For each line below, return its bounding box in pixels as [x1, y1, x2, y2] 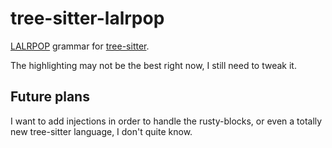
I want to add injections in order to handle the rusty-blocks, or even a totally [10, 115, 323, 127]
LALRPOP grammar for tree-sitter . [10, 40, 150, 52]
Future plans [10, 88, 90, 106]
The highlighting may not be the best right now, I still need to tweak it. [10, 59, 297, 71]
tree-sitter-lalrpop [10, 7, 165, 30]
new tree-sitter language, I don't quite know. [10, 125, 193, 137]
